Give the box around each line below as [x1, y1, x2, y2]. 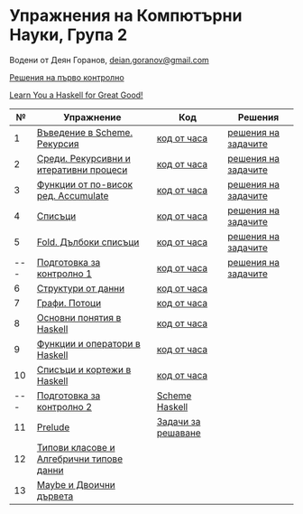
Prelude [36, 421, 70, 434]
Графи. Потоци [36, 296, 102, 309]
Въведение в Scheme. [36, 126, 133, 138]
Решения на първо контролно [9, 71, 124, 82]
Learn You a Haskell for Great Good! [9, 89, 143, 100]
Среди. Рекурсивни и [36, 152, 131, 164]
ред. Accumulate [36, 189, 109, 201]
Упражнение [62, 110, 122, 123]
